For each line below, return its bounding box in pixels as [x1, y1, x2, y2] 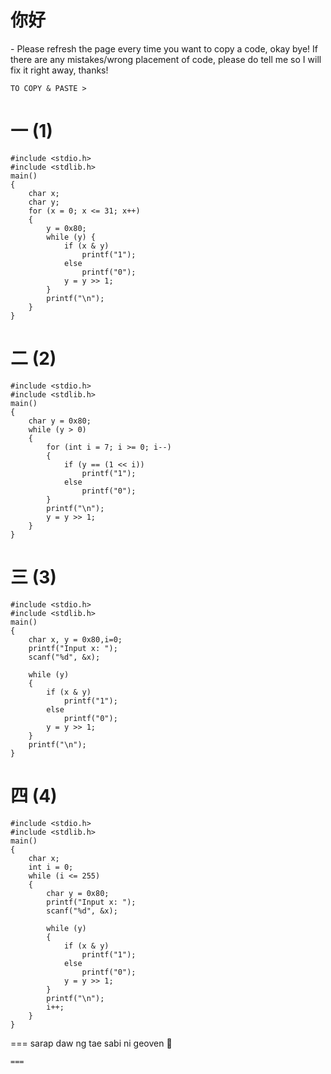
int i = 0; [28, 862, 74, 872]
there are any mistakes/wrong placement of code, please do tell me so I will [10, 53, 322, 65]
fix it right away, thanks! [10, 64, 109, 76]
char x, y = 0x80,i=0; [28, 634, 123, 645]
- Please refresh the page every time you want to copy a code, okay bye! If [10, 42, 319, 55]
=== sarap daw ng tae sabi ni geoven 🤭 [10, 1037, 173, 1049]
